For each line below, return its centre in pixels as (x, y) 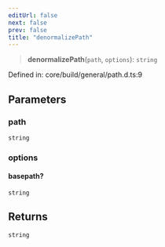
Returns (28, 217)
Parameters (37, 99)
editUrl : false (33, 15)
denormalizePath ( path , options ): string (92, 60)
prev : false (27, 30)
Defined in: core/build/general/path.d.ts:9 (75, 74)
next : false (27, 23)
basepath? (26, 176)
